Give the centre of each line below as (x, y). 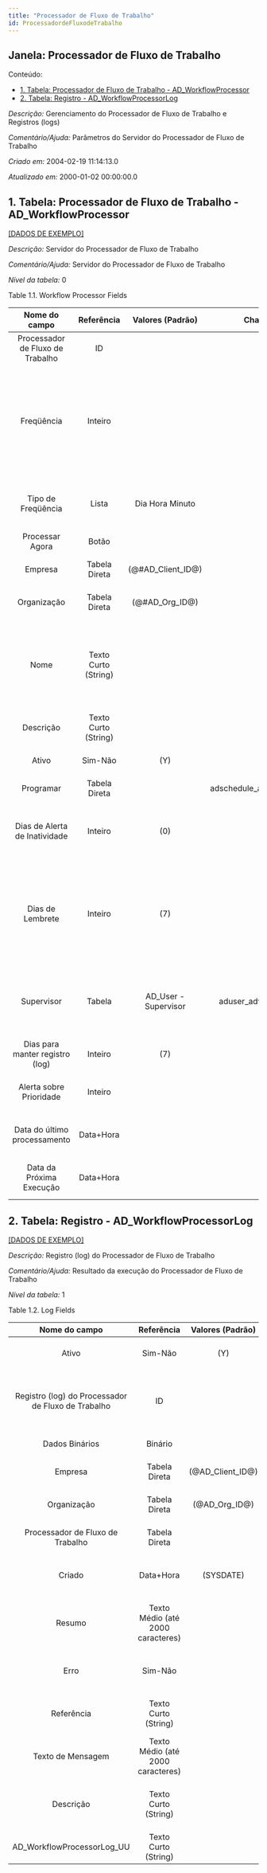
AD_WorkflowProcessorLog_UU (71, 1847)
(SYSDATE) (223, 1575)
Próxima (42, 1178)
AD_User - (165, 996)
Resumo (71, 1623)
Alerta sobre (42, 1087)
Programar (41, 788)
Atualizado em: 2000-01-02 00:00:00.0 (73, 177)
